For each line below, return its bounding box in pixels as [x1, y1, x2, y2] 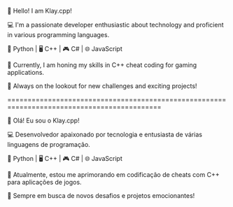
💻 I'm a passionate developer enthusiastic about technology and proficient [7, 21, 224, 29]
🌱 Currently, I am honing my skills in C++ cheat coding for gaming [7, 61, 197, 69]
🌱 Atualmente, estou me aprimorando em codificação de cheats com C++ [7, 171, 220, 178]
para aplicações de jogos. [7, 178, 82, 186]
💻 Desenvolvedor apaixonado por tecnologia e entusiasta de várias [7, 130, 203, 138]
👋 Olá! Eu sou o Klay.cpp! [7, 116, 80, 124]
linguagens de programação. [7, 141, 91, 148]
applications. [7, 69, 44, 76]
